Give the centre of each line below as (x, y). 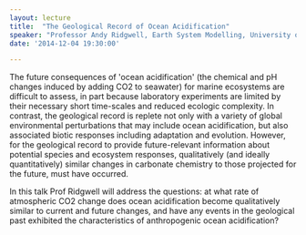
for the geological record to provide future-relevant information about (140, 145)
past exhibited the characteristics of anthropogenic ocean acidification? (144, 220)
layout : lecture (40, 18)
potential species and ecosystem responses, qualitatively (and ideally (140, 155)
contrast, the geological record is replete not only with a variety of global (146, 116)
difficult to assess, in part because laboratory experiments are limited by (145, 97)
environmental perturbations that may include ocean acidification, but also (149, 126)
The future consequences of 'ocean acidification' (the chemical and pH (143, 77)
